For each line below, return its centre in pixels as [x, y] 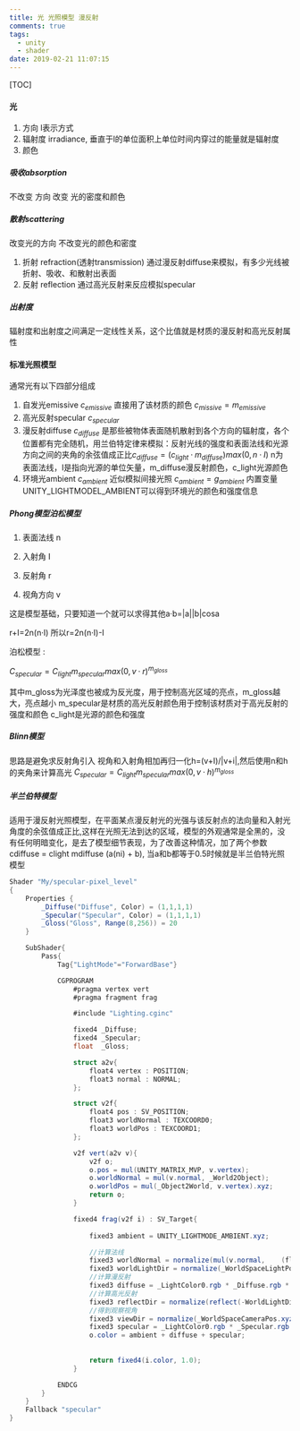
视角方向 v [41, 595]
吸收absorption [38, 172]
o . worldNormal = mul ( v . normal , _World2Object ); [179, 1178]
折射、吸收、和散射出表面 [69, 273]
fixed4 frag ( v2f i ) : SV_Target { [135, 1219]
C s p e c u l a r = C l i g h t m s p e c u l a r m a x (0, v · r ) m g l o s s [88, 672]
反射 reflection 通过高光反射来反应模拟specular [109, 285]
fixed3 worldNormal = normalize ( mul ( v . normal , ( [187, 1260]
